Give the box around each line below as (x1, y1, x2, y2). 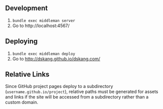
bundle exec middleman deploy (12, 51, 76, 56)
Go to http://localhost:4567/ (12, 22, 70, 28)
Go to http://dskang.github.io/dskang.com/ (12, 55, 101, 61)
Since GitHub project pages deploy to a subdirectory (5, 83, 113, 89)
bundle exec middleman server (12, 18, 76, 23)
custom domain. (5, 99, 38, 105)
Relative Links (5, 70, 50, 79)
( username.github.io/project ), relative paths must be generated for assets (5, 88, 159, 94)
